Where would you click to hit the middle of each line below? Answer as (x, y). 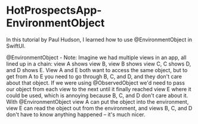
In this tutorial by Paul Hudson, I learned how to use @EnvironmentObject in (99, 39)
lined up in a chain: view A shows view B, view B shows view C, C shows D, (99, 64)
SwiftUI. (16, 46)
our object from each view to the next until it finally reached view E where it (99, 89)
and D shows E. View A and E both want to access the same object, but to (97, 70)
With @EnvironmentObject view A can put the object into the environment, (98, 101)
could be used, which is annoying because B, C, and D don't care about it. (97, 95)
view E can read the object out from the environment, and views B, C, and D (99, 108)
